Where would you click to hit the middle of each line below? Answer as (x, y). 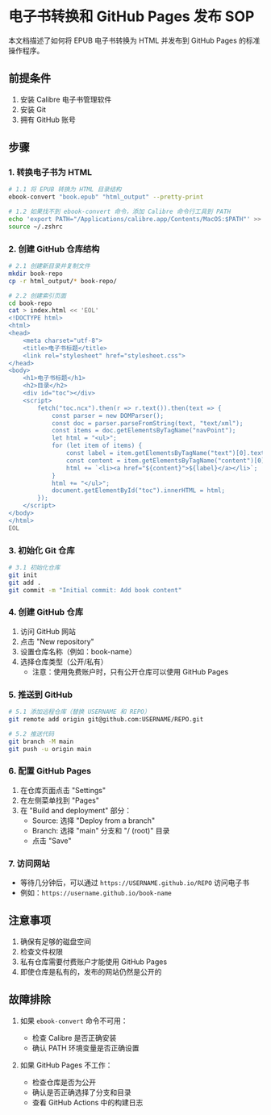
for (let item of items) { (97, 446)
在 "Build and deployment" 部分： (76, 810)
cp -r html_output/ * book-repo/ (63, 281)
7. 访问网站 (29, 863)
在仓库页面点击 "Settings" (63, 790)
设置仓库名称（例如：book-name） (78, 651)
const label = (90, 453)
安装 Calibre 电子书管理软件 (66, 99)
